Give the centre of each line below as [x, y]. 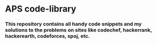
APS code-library [41, 9]
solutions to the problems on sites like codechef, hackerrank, [78, 30]
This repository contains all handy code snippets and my [73, 24]
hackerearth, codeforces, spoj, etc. [47, 36]
